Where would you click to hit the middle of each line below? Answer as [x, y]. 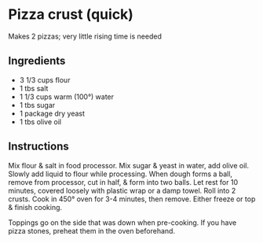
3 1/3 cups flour [45, 79]
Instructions [38, 147]
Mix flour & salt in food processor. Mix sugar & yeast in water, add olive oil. [129, 165]
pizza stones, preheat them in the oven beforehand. [91, 230]
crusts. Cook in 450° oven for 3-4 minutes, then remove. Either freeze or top [132, 199]
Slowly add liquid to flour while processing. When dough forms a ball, [121, 174]
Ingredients [37, 61]
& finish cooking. [35, 207]
